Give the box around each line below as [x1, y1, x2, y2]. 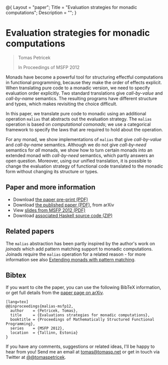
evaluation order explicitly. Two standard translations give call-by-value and [6, 90, 163, 96]
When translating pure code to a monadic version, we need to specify [6, 85, 150, 91]
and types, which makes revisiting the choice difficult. [6, 101, 118, 107]
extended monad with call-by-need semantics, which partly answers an [6, 152, 154, 158]
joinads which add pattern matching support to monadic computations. [6, 246, 153, 252]
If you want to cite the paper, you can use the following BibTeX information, [6, 284, 161, 290]
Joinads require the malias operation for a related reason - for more [6, 251, 146, 257]
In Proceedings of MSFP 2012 [18, 64, 80, 70]
